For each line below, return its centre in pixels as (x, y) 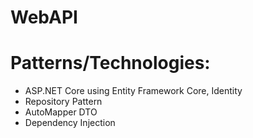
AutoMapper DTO (61, 112)
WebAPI (44, 17)
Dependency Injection (70, 123)
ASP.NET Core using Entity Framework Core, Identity (133, 91)
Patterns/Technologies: (110, 63)
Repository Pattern (63, 102)
